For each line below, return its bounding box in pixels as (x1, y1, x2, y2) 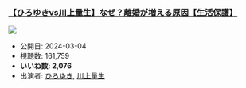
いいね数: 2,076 (19, 61, 72, 71)
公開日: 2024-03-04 (19, 41, 87, 51)
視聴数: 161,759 (19, 52, 70, 61)
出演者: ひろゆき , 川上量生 (19, 71, 105, 81)
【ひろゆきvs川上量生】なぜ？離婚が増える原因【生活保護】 (8, 6, 238, 17)
